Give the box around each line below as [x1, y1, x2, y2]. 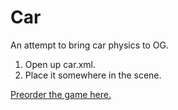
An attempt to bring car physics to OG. [10, 39, 169, 51]
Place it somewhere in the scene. [24, 69, 162, 81]
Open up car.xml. [24, 58, 96, 70]
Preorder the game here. [10, 88, 112, 100]
